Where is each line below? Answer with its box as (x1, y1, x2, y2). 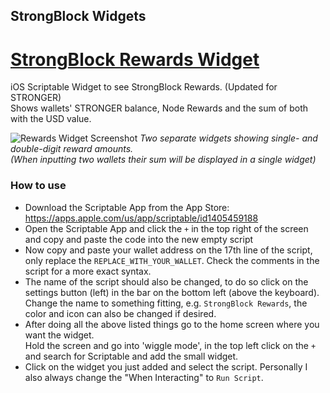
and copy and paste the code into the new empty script (24, 233, 254, 245)
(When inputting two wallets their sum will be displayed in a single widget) (10, 154, 317, 166)
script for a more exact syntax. (24, 265, 152, 277)
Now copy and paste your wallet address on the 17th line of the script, (24, 244, 313, 256)
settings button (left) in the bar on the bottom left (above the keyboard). (24, 286, 320, 298)
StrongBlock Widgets (10, 8, 147, 25)
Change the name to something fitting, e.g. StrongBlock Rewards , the (24, 297, 308, 309)
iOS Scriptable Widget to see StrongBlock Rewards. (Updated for (10, 81, 278, 93)
